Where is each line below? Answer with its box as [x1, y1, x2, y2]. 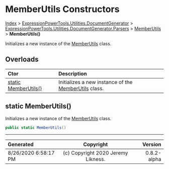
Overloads [5, 55, 39, 64]
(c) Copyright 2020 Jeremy [62, 149, 128, 156]
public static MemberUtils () [5, 125, 66, 130]
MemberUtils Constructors [5, 4, 120, 15]
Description [58, 70, 87, 77]
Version [142, 141, 161, 148]
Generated [8, 141, 34, 148]
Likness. [86, 156, 106, 163]
